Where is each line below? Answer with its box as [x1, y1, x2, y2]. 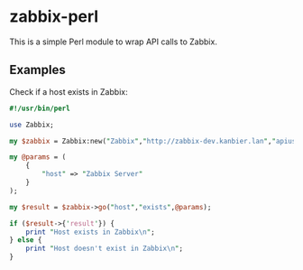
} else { [9, 236, 42, 245]
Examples [9, 62, 66, 78]
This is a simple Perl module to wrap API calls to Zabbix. [9, 36, 218, 47]
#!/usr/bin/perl [9, 104, 70, 113]
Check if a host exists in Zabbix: [9, 86, 128, 97]
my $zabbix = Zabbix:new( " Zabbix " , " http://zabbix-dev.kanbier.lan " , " [9, 136, 277, 145]
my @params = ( [9, 153, 67, 162]
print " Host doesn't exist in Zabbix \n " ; [25, 244, 183, 254]
